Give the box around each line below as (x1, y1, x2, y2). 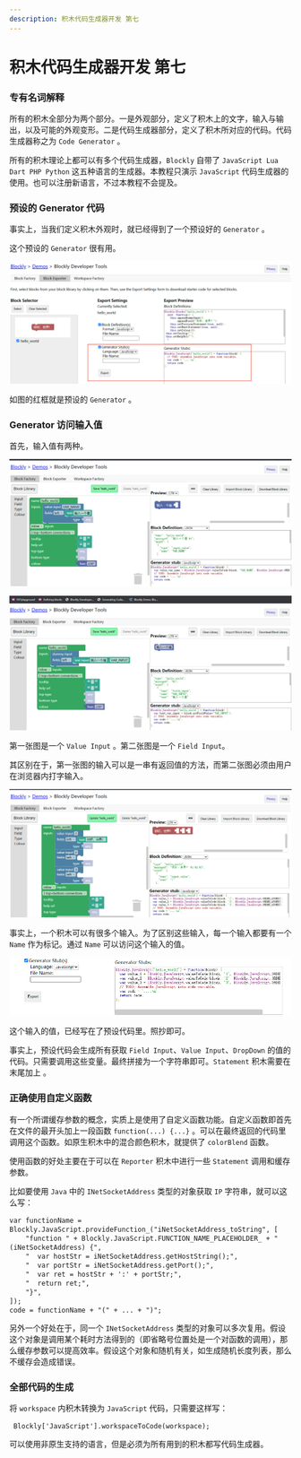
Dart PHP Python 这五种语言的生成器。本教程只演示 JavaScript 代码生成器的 (9, 166, 289, 177)
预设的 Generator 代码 (9, 202, 105, 214)
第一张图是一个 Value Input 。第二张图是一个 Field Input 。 (9, 741, 230, 751)
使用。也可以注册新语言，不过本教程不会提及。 (9, 178, 182, 188)
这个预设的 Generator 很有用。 (9, 243, 121, 254)
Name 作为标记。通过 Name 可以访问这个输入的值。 (9, 939, 190, 950)
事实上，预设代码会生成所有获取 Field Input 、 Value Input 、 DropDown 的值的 (9, 1045, 291, 1055)
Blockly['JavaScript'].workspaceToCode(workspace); (13, 1421, 211, 1430)
